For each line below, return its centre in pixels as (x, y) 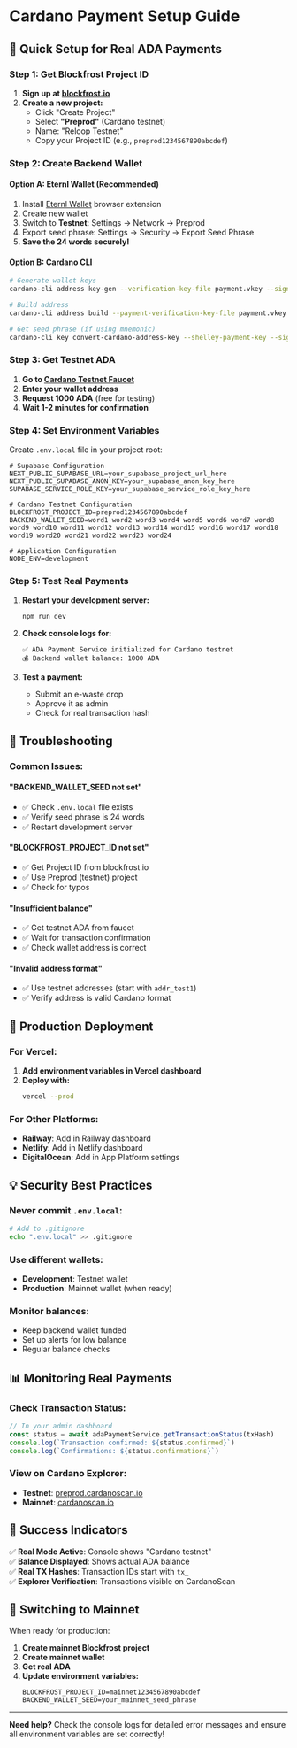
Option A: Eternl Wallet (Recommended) (84, 184)
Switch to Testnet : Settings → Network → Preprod (114, 223)
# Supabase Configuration (57, 466)
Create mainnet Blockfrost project (86, 1648)
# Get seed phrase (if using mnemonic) (83, 329)
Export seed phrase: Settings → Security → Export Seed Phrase (138, 232)
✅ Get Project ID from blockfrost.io (85, 867)
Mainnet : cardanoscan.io (68, 1502)
